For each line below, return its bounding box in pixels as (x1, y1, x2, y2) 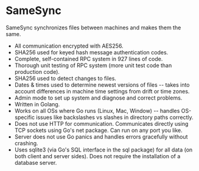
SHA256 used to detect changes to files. (14, 75, 117, 82)
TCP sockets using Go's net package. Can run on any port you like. (14, 126, 183, 134)
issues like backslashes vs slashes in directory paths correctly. (35, 114, 194, 121)
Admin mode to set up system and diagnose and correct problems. (14, 94, 183, 101)
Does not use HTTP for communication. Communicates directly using (14, 120, 189, 127)
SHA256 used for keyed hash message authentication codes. (14, 48, 169, 56)
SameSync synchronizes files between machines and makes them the (5, 24, 181, 31)
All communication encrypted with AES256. (14, 42, 124, 49)
